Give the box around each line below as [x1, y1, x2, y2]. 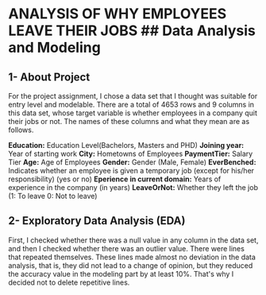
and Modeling [8, 39, 101, 56]
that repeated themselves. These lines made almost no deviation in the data [8, 252, 256, 262]
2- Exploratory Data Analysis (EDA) [8, 214, 186, 227]
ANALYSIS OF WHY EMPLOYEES [8, 5, 227, 23]
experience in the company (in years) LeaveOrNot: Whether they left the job [8, 183, 258, 192]
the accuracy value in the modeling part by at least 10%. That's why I [8, 269, 234, 278]
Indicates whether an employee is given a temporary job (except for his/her [8, 166, 255, 175]
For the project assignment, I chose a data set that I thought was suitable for [8, 91, 258, 100]
